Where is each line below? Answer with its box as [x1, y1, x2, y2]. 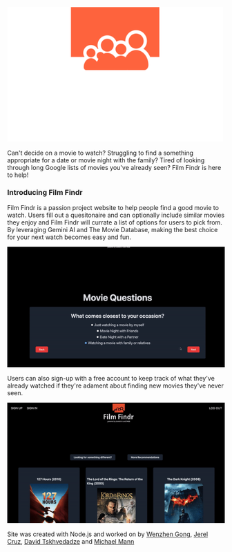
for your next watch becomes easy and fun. [7, 233, 132, 241]
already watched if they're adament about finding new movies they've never [7, 381, 224, 390]
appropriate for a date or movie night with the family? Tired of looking [7, 155, 205, 164]
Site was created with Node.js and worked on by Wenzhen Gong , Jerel [7, 530, 209, 538]
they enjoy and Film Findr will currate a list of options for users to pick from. [7, 218, 222, 227]
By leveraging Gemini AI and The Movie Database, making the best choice [7, 225, 218, 234]
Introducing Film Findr [7, 188, 83, 198]
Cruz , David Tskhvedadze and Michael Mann [7, 537, 135, 545]
